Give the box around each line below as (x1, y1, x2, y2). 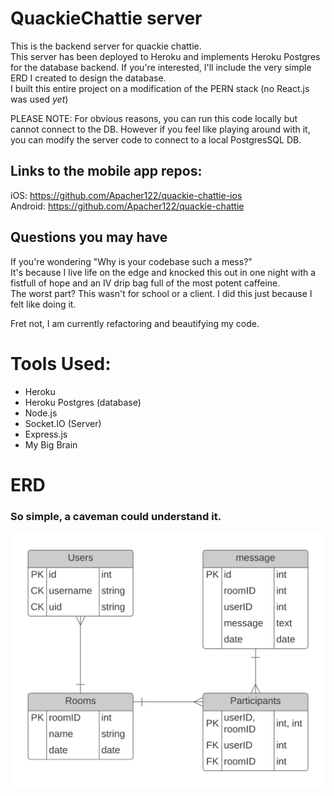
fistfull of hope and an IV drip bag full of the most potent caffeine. (10, 277, 281, 289)
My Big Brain (24, 438, 78, 451)
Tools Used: (10, 352, 112, 375)
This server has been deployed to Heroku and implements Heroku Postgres (10, 50, 321, 62)
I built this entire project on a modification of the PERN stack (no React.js (10, 82, 310, 94)
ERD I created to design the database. (10, 72, 167, 84)
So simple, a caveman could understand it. (10, 509, 222, 523)
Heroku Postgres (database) (24, 396, 142, 408)
